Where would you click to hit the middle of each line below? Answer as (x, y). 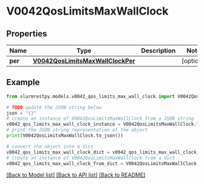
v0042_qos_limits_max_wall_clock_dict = (58, 152)
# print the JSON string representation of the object (77, 130)
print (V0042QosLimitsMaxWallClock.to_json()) (65, 136)
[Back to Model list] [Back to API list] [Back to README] (76, 175)
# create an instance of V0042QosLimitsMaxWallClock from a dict (90, 158)
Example (23, 82)
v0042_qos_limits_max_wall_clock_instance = (63, 124)
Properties (27, 34)
